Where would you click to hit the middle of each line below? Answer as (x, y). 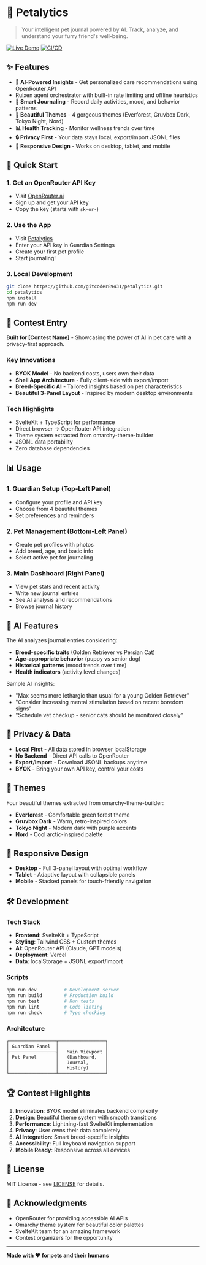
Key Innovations (31, 360)
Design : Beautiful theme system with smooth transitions (86, 1117)
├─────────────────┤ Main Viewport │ (57, 1052)
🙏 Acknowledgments (47, 1203)
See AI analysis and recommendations (63, 600)
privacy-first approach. (36, 344)
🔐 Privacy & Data (39, 735)
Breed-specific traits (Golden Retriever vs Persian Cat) (85, 652)
